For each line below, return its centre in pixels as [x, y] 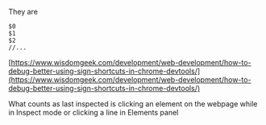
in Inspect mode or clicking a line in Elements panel [94, 112]
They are [23, 12]
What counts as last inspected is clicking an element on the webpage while [133, 104]
